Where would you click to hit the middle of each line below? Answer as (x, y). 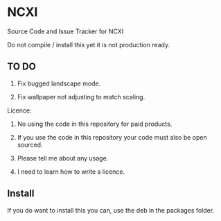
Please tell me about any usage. (63, 158)
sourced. (30, 145)
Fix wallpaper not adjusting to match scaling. (81, 97)
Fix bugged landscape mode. (59, 83)
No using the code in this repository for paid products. (95, 124)
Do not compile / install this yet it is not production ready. (89, 44)
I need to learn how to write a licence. (71, 172)
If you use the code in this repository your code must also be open (112, 137)
